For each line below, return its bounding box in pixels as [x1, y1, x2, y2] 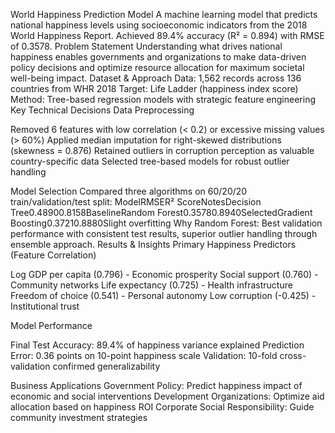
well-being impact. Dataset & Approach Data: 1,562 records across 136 [10, 72, 302, 84]
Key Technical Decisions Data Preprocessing [10, 104, 195, 116]
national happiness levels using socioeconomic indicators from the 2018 [10, 19, 308, 31]
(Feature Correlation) [10, 249, 97, 261]
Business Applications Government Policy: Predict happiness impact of [10, 380, 303, 391]
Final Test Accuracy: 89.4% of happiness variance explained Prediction [10, 339, 305, 351]
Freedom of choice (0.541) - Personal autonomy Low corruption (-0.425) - [10, 290, 317, 301]
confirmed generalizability [52, 360, 161, 372]
